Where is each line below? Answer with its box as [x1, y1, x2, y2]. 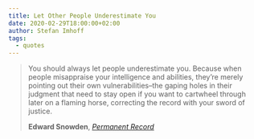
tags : [8, 34, 27, 43]
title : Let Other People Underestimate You [8, 11, 157, 20]
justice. [27, 106, 53, 117]
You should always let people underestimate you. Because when [27, 63, 242, 73]
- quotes [15, 42, 45, 50]
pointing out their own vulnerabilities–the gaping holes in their [27, 81, 233, 91]
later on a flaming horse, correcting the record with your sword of [27, 98, 245, 108]
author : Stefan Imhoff [8, 27, 84, 35]
